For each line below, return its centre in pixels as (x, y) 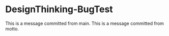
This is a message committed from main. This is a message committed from (85, 23)
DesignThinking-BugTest (59, 9)
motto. (12, 28)
